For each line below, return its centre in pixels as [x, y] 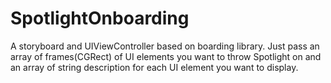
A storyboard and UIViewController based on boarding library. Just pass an [165, 46]
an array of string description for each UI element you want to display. [154, 67]
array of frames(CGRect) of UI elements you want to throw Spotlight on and [166, 56]
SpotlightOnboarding [100, 18]
